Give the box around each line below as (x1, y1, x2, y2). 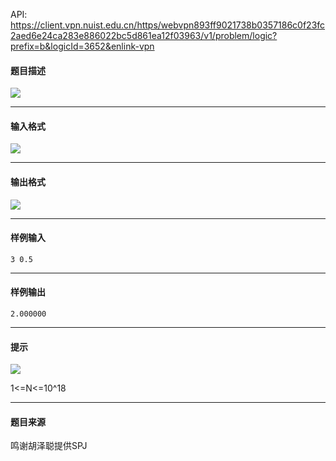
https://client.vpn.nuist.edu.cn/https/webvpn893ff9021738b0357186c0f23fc (10, 19, 326, 31)
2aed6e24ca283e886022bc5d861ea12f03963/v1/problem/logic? (10, 30, 278, 41)
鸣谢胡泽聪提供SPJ (10, 440, 88, 452)
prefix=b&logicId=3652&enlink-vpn (10, 40, 155, 52)
